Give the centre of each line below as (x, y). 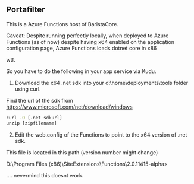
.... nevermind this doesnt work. (45, 175)
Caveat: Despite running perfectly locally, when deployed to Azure (87, 36)
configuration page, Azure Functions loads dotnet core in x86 (82, 48)
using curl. (28, 89)
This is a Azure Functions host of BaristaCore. (62, 24)
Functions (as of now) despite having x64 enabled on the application (90, 42)
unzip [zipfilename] (32, 123)
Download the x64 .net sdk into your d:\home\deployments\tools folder (101, 83)
